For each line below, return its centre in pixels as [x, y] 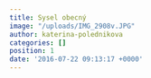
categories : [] [38, 43]
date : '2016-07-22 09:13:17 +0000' [76, 59]
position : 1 [32, 51]
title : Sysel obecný [48, 17]
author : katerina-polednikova [66, 34]
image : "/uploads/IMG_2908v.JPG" [72, 26]
